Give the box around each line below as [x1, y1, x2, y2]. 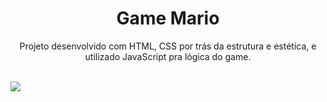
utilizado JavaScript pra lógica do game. [84, 50, 252, 62]
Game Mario [116, 7, 220, 30]
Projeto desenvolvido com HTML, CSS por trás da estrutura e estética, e [19, 40, 317, 52]
